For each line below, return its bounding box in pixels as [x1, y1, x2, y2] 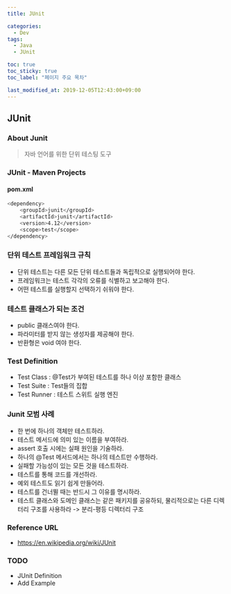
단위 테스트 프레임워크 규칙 [7, 250, 92, 260]
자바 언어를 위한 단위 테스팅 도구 [24, 150, 112, 159]
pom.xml [7, 185, 33, 193]
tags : [7, 35, 23, 42]
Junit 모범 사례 [7, 410, 55, 419]
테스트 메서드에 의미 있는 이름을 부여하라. [17, 435, 129, 444]
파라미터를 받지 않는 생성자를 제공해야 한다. [17, 330, 135, 338]
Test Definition [7, 356, 58, 366]
